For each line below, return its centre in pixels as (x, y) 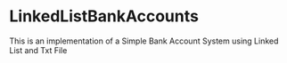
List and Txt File (38, 50)
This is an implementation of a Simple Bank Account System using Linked (144, 41)
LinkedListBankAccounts (104, 16)
